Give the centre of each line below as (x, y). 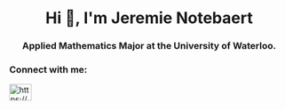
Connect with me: (48, 70)
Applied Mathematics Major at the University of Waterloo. (149, 46)
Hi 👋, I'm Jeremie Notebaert (149, 18)
